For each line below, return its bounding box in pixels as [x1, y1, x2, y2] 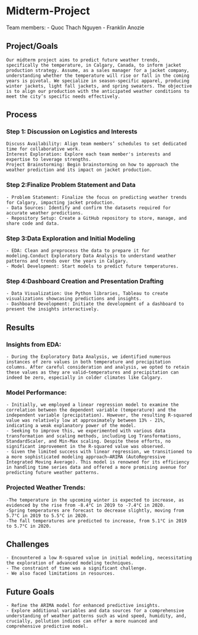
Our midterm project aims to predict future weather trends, [6, 57, 161, 63]
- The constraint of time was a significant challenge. [6, 565, 147, 571]
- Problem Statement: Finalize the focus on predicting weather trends [6, 194, 187, 200]
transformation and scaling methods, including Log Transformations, [6, 433, 182, 439]
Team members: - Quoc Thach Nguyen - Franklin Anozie [6, 24, 145, 31]
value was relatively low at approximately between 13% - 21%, [6, 418, 166, 424]
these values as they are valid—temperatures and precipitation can [6, 369, 179, 376]
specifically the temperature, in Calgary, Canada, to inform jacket [6, 62, 182, 68]
